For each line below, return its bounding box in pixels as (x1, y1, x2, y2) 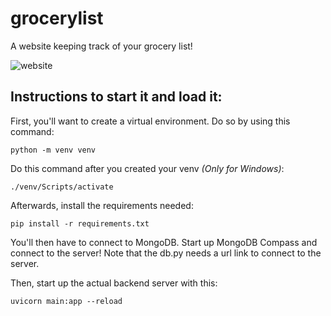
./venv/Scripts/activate (10, 182, 114, 192)
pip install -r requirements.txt (10, 218, 150, 229)
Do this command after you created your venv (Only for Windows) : (10, 162, 285, 174)
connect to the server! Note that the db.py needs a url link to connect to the (10, 247, 322, 259)
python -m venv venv (10, 145, 97, 155)
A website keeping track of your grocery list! (10, 40, 193, 52)
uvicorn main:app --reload (10, 296, 123, 306)
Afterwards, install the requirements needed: (10, 199, 194, 211)
